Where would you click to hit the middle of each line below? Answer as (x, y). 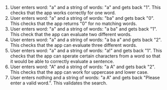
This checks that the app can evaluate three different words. (74, 45)
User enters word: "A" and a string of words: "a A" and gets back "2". (83, 67)
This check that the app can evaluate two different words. (71, 34)
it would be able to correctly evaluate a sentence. (62, 61)
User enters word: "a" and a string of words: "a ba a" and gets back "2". (86, 40)
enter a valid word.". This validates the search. (58, 83)
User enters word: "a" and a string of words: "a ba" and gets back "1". (83, 29)
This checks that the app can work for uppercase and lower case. (79, 72)
